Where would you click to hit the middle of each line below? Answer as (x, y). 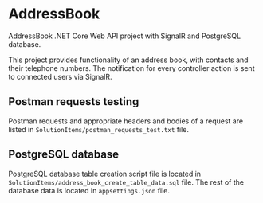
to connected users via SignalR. (60, 76)
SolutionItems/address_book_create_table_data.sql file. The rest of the (126, 182)
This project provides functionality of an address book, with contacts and (128, 60)
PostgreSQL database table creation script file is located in (105, 174)
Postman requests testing (74, 101)
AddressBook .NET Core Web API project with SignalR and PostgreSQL (125, 36)
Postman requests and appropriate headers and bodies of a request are (126, 121)
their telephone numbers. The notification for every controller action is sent (131, 68)
